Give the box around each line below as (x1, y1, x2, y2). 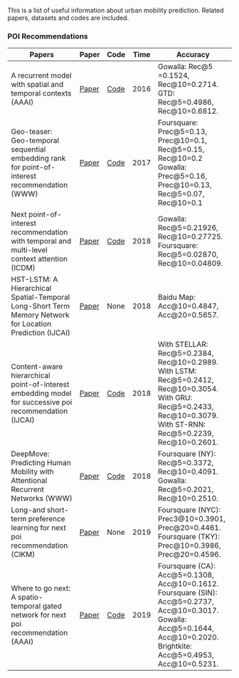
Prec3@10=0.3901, (157, 514, 226, 524)
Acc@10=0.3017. (157, 605, 219, 615)
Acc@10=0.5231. (157, 659, 219, 669)
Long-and (11, 505, 46, 515)
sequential (11, 145, 46, 155)
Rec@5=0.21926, (157, 223, 219, 233)
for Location (11, 319, 52, 329)
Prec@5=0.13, (157, 127, 208, 137)
